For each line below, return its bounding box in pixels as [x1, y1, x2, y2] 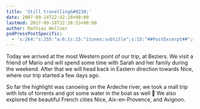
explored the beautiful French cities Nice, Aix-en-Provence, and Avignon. [6, 96, 186, 103]
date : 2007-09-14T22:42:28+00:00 [6, 14, 89, 20]
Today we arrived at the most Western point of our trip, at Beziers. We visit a [6, 53, 193, 60]
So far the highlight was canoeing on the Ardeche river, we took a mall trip [6, 83, 188, 90]
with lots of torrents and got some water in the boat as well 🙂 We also [6, 90, 177, 96]
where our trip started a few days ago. [6, 72, 100, 79]
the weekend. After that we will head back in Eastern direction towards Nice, [6, 66, 193, 72]
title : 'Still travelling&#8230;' [6, 8, 92, 15]
